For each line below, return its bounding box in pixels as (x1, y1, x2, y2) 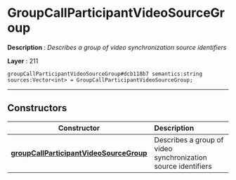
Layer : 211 (7, 56, 39, 65)
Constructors (7, 102, 67, 114)
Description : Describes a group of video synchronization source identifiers (7, 43, 227, 51)
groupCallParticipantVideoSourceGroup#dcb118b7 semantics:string (7, 70, 202, 77)
